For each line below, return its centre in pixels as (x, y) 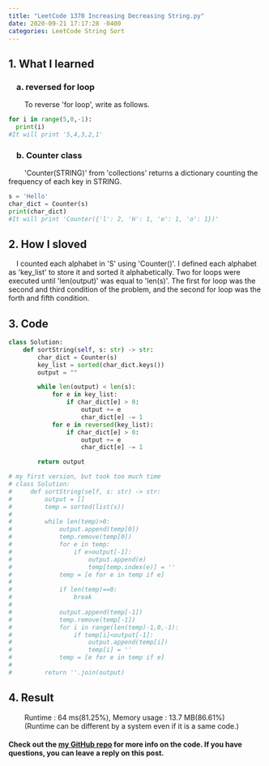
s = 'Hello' (28, 196)
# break (50, 597)
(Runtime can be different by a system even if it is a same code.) (131, 725)
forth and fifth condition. (49, 298)
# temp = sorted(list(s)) (67, 507)
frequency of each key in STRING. (65, 181)
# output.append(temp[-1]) (76, 612)
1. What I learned (51, 64)
